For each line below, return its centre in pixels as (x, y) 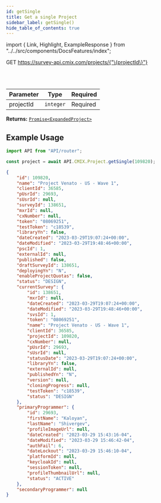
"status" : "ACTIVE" (51, 478)
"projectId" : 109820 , (54, 337)
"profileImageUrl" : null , (59, 429)
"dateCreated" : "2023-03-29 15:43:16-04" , (80, 435)
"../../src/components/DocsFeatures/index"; (59, 51)
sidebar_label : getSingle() (40, 22)
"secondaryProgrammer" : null (52, 489)
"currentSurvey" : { (40, 287)
